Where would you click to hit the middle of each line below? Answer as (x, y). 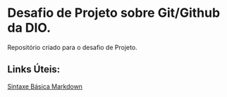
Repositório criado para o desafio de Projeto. (72, 47)
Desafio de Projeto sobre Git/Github (114, 13)
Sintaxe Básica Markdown (45, 86)
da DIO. (29, 28)
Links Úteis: (34, 69)
